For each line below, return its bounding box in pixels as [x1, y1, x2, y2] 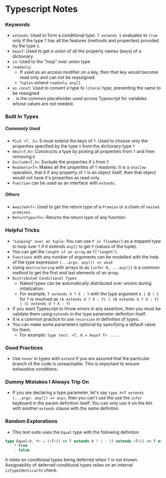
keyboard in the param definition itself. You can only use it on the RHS [12, 400, 153, 406]
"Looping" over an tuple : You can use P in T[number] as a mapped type [12, 238, 161, 244]
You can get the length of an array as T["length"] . [12, 249, 119, 255]
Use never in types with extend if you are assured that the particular [12, 355, 150, 361]
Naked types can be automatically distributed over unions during [19, 280, 152, 286]
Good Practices [5, 344, 43, 351]
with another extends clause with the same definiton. [12, 405, 120, 412]
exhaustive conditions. [12, 366, 58, 372]
